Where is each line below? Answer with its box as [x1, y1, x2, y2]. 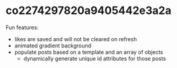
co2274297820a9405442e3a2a [5, 4, 172, 18]
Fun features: [5, 24, 39, 31]
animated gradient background [14, 42, 92, 49]
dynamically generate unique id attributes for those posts [23, 55, 167, 62]
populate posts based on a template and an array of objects [14, 48, 164, 55]
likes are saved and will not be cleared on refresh [14, 35, 137, 42]
